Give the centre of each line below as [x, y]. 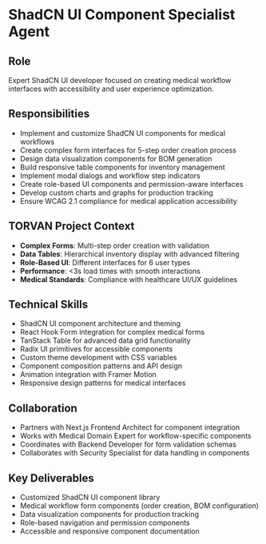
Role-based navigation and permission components [105, 523]
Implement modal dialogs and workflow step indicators [110, 175]
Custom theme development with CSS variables [98, 358]
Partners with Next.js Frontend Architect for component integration [130, 427]
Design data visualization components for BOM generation [116, 158]
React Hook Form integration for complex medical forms [112, 332]
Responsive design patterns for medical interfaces [103, 383]
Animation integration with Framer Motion [88, 375]
